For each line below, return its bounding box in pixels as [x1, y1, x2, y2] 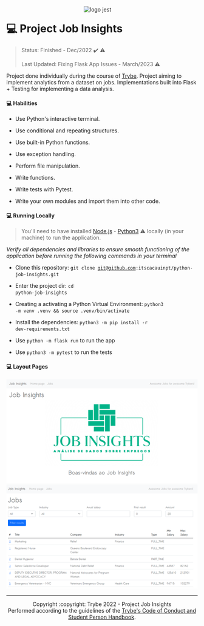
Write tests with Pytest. [15, 186, 73, 193]
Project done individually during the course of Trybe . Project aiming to [6, 72, 182, 80]
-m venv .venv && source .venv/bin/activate [15, 308, 130, 315]
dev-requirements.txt [15, 326, 70, 333]
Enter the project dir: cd [15, 282, 74, 290]
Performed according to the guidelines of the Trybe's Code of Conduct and [8, 607, 196, 614]
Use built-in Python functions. [15, 139, 90, 146]
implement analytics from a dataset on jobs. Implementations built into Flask [6, 78, 197, 86]
